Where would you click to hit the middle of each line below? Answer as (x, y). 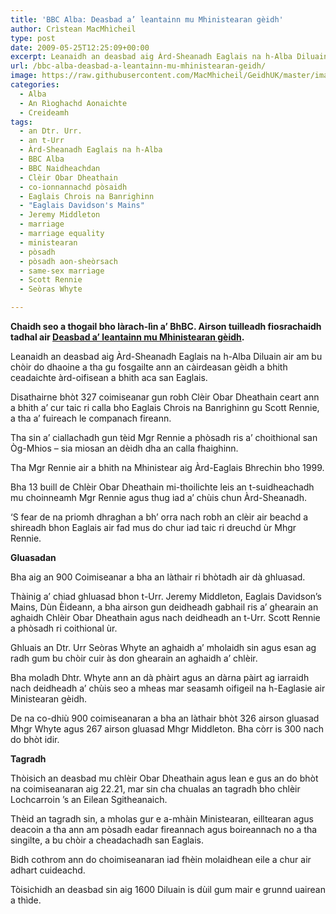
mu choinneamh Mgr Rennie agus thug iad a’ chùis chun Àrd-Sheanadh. (158, 497)
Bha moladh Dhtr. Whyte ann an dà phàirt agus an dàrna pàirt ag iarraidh (160, 677)
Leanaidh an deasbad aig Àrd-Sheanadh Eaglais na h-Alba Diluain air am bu (166, 356)
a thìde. (26, 900)
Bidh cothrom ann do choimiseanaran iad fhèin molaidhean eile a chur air (161, 859)
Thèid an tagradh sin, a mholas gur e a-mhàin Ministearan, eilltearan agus (162, 819)
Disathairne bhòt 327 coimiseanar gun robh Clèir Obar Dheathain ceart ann (165, 397)
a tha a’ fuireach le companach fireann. (91, 418)
